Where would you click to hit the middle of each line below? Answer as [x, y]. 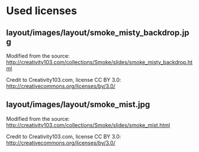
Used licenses [41, 11]
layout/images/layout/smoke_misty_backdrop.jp [98, 33]
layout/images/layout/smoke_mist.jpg [78, 105]
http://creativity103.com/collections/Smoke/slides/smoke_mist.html [88, 125]
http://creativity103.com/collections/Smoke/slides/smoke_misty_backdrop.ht [99, 62]
